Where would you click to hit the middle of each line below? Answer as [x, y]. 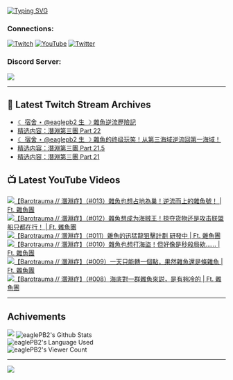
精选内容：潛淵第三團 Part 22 [59, 131]
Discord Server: [34, 62]
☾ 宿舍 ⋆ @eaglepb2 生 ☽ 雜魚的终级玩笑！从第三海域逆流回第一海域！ [119, 139]
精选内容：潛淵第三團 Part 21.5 [61, 148]
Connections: [31, 28]
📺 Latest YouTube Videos [64, 180]
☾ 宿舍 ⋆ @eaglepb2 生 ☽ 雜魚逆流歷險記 [77, 122]
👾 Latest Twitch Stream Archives [79, 104]
